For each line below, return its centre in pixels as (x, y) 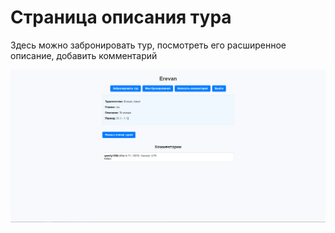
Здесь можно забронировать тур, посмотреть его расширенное (148, 45)
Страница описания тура (121, 17)
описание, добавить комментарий (84, 55)
